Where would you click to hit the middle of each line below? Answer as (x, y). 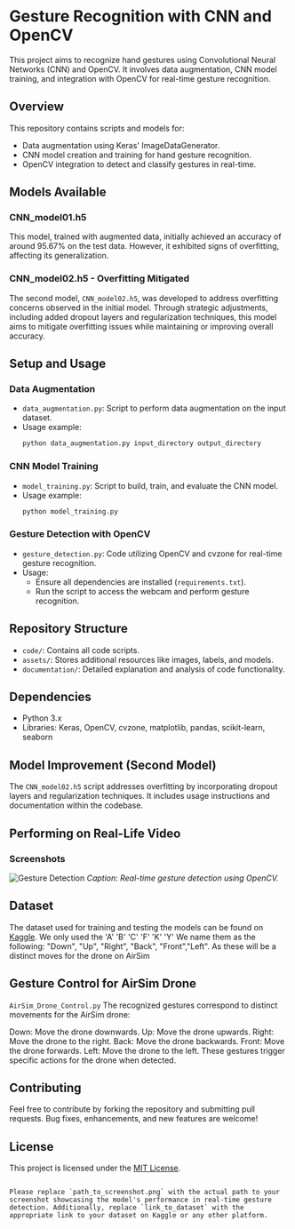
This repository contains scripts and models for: (97, 128)
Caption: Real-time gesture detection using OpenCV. (183, 878)
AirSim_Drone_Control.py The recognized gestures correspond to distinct (144, 1005)
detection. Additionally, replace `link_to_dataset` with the (127, 1208)
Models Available (58, 192)
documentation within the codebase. (76, 805)
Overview (37, 107)
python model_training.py (70, 511)
